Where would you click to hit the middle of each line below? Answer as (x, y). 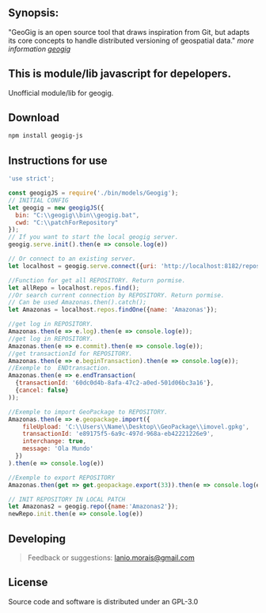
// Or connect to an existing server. (72, 259)
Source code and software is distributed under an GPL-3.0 (103, 601)
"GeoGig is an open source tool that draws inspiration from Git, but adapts (129, 32)
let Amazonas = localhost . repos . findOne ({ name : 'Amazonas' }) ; (113, 310)
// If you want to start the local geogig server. (93, 237)
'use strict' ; (32, 179)
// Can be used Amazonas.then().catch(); (78, 303)
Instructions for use (58, 160)
